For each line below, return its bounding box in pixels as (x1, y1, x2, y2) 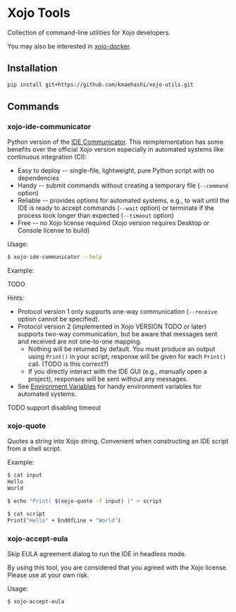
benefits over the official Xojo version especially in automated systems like (7, 145, 224, 154)
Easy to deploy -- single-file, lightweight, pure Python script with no (17, 166, 215, 175)
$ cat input (7, 472, 42, 479)
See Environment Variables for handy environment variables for (17, 382, 202, 391)
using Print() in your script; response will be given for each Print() (27, 353, 227, 361)
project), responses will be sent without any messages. (27, 375, 188, 384)
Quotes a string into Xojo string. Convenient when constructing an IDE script (7, 437, 229, 446)
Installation (7, 62, 58, 75)
